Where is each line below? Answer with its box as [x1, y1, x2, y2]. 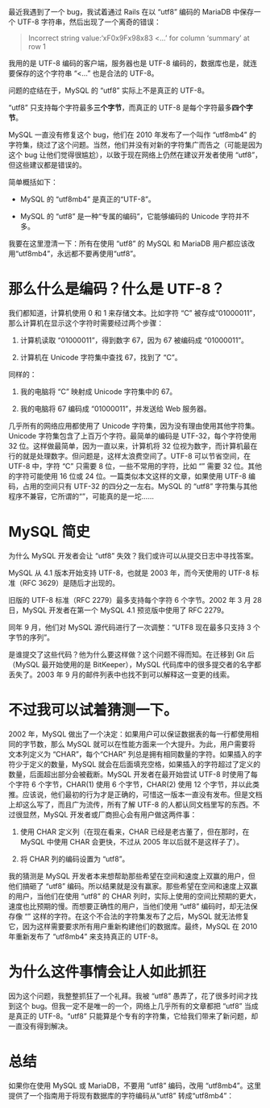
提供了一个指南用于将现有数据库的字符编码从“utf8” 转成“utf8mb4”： [8, 1090, 235, 1100]
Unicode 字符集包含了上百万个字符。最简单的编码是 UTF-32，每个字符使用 [8, 430, 257, 441]
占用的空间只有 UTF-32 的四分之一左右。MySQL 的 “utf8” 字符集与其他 [22, 481, 258, 491]
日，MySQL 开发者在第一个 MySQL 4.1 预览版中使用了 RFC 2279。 [8, 605, 229, 615]
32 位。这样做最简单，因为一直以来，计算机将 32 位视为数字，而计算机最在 [8, 441, 258, 450]
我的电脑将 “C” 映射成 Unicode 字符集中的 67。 [19, 386, 177, 396]
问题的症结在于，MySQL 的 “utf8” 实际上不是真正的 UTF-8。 [8, 85, 210, 95]
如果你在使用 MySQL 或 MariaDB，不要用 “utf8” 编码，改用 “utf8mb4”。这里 [8, 1081, 262, 1090]
